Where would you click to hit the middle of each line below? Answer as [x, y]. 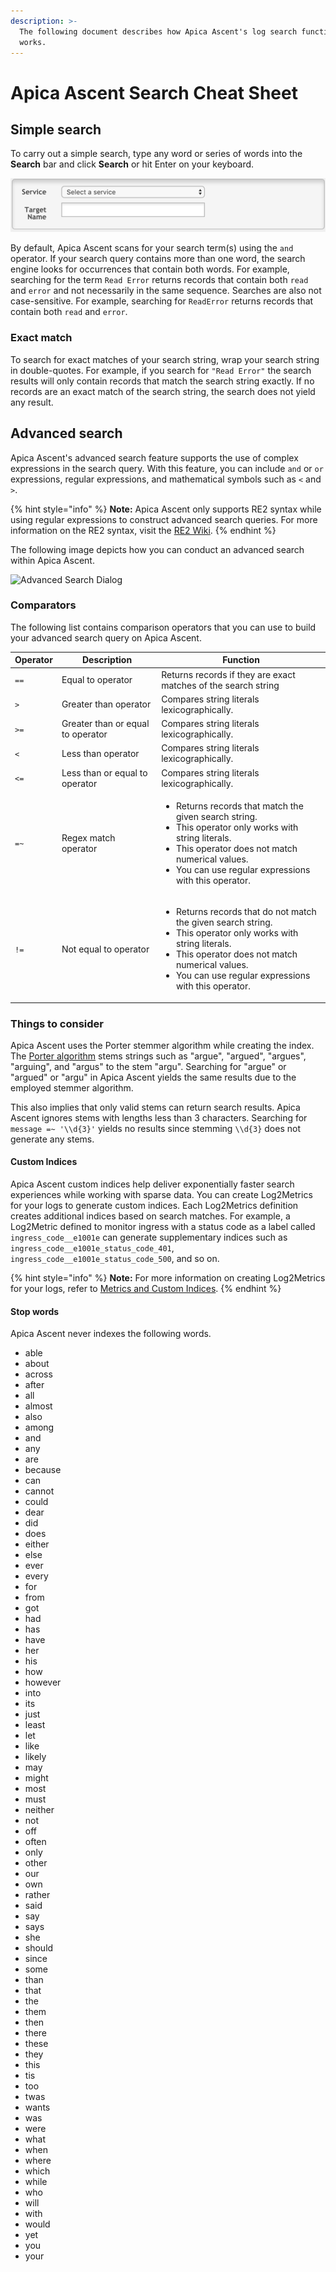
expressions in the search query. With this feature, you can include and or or [167, 468]
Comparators [43, 605]
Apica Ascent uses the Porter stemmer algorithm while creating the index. [162, 1045]
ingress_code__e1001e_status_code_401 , [92, 1248]
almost [38, 1406]
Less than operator [100, 753]
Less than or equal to [104, 772]
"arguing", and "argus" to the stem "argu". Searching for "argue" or [148, 1066]
